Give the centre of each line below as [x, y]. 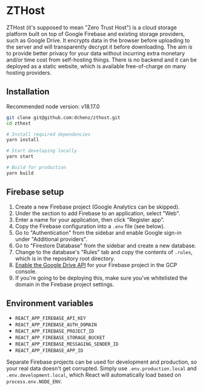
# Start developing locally [42, 151]
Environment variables [50, 303]
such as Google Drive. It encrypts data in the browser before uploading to [98, 40]
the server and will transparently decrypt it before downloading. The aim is [99, 47]
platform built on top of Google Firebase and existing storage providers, [96, 33]
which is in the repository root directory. [65, 258]
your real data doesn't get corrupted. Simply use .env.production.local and [101, 369]
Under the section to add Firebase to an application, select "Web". [98, 213]
